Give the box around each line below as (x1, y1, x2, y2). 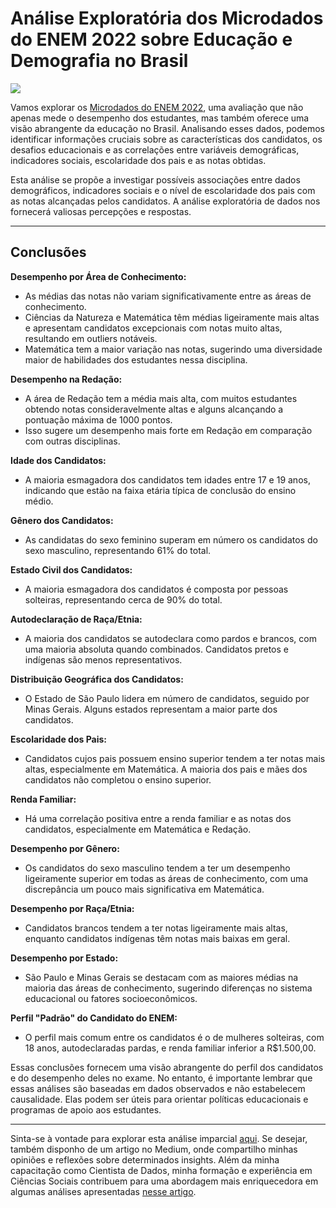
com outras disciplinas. (24, 435, 121, 447)
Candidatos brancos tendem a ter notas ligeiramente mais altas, (24, 922, 288, 934)
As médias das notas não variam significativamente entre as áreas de (24, 290, 312, 302)
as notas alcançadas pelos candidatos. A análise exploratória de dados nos (10, 195, 321, 207)
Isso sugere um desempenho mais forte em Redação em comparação (24, 424, 313, 436)
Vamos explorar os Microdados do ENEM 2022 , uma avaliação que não (10, 101, 304, 113)
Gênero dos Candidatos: (10, 514, 114, 526)
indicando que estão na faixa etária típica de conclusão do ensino (24, 484, 297, 496)
